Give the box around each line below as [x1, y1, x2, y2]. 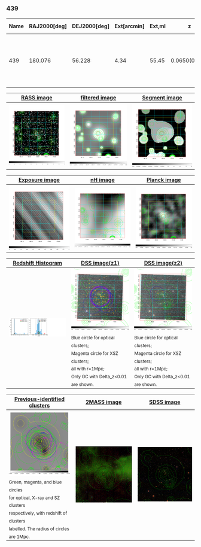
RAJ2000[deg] [29, 23, 67, 30]
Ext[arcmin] [114, 23, 145, 30]
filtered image [80, 94, 117, 101]
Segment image [142, 94, 182, 101]
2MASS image [86, 399, 122, 406]
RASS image [20, 94, 53, 101]
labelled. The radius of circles [8, 525, 70, 532]
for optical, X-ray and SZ [8, 495, 60, 501]
